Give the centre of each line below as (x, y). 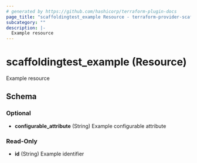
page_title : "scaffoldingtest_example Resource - (68, 17)
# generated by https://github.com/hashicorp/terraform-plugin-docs (91, 11)
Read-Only (22, 141)
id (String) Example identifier (49, 154)
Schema (21, 97)
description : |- (26, 28)
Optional (18, 113)
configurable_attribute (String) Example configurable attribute (90, 126)
